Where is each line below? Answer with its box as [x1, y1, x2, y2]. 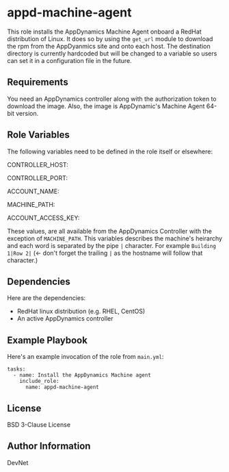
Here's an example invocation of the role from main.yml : [7, 353, 164, 361]
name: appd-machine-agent [25, 384, 99, 391]
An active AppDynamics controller [16, 314, 113, 323]
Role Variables [7, 129, 70, 141]
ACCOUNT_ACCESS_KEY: [7, 214, 80, 222]
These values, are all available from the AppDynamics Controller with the [7, 227, 212, 235]
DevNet [7, 458, 29, 467]
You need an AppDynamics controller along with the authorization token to [7, 95, 217, 103]
